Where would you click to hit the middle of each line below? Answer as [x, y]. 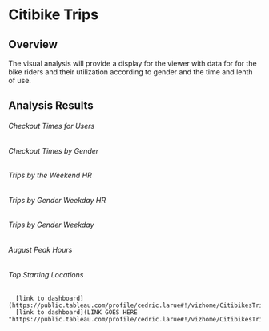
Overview [33, 44]
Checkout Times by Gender [54, 150]
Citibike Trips [53, 15]
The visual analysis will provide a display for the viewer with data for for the [133, 63]
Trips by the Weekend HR [50, 175]
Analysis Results [51, 106]
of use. [20, 80]
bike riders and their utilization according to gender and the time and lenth [131, 72]
